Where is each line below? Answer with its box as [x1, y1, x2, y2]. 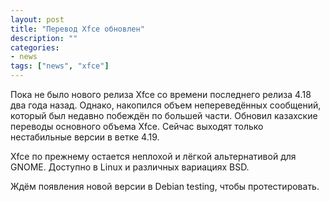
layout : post [10, 14, 65, 25]
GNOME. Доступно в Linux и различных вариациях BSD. [10, 161, 250, 173]
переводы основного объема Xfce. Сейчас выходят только [10, 121, 264, 132]
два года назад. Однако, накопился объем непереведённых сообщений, [10, 99, 322, 111]
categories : [10, 42, 60, 53]
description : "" [10, 33, 78, 43]
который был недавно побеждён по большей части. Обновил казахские [10, 110, 318, 121]
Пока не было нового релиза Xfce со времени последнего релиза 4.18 [10, 89, 312, 100]
